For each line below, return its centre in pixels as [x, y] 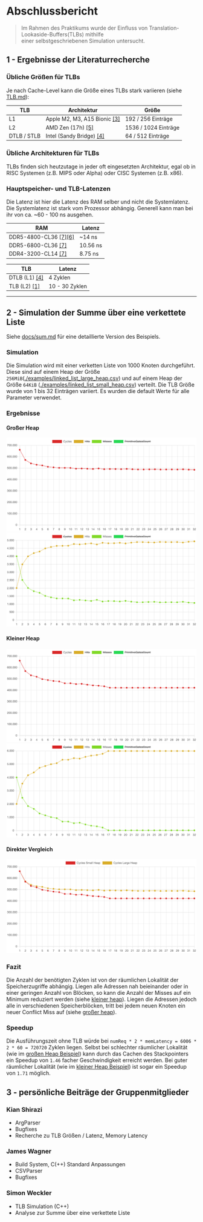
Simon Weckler [29, 1193]
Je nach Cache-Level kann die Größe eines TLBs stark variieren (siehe [94, 90]
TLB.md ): [18, 97]
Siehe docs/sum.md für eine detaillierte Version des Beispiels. [83, 337]
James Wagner [29, 1151]
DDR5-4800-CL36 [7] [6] [41, 237]
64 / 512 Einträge [147, 136]
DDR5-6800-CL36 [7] [38, 245]
